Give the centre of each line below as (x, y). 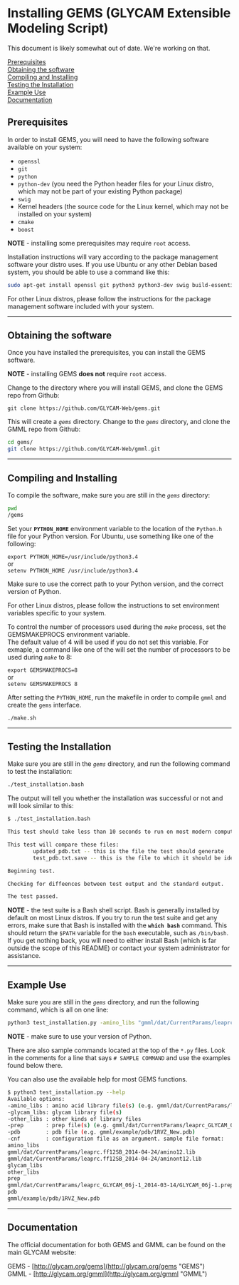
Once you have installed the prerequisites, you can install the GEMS (106, 353)
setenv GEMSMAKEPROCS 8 (43, 684)
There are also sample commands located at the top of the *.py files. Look (116, 1050)
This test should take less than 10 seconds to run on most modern (110, 832)
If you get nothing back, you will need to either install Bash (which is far (112, 941)
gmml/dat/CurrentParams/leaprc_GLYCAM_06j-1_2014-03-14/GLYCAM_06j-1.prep (121, 1185)
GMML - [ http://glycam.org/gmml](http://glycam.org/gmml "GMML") (107, 1274)
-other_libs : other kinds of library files (74, 1119)
